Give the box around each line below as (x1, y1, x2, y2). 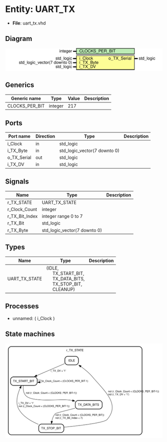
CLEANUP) (52, 286, 75, 292)
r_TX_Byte (7, 227, 28, 233)
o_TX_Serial (7, 154, 31, 160)
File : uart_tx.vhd (12, 20, 46, 26)
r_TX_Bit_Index (7, 213, 38, 219)
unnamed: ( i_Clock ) (12, 315, 55, 321)
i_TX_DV (7, 161, 24, 167)
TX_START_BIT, (52, 270, 84, 276)
